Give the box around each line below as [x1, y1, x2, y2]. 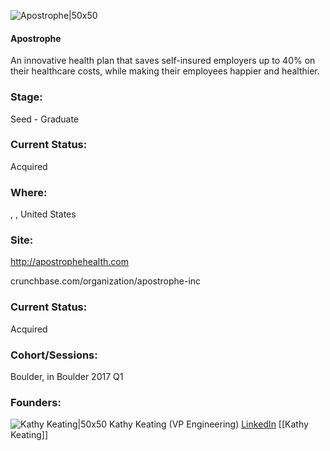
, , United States [10, 208, 77, 220]
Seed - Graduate [10, 113, 80, 125]
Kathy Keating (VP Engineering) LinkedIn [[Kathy [109, 418, 309, 430]
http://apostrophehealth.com [10, 256, 129, 268]
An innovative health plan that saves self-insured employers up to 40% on [10, 55, 316, 67]
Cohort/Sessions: [10, 348, 98, 362]
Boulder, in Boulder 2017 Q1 [10, 370, 124, 382]
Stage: [10, 90, 43, 104]
